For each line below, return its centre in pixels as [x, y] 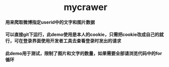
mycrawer [86, 7]
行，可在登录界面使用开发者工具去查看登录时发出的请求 [63, 41]
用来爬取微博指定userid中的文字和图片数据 [50, 22]
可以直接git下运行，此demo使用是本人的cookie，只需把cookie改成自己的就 [84, 35]
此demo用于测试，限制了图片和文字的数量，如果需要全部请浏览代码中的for [84, 53]
